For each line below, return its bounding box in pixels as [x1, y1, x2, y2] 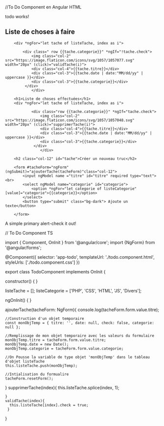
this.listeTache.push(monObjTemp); [5, 363, 78, 368]
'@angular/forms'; [5, 245, 42, 250]
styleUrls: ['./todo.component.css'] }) [5, 259, 80, 265]
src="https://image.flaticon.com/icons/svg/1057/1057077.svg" [5, 58, 135, 63]
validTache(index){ [5, 398, 45, 403]
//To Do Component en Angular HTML [5, 4, 82, 10]
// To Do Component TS [5, 230, 53, 236]
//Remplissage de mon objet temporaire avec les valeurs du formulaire [5, 333, 154, 338]
